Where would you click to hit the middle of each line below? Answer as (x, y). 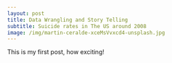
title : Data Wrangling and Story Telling (68, 20)
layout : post (26, 13)
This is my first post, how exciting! (56, 52)
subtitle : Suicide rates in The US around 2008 (77, 26)
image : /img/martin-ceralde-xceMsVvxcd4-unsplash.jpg (86, 33)
